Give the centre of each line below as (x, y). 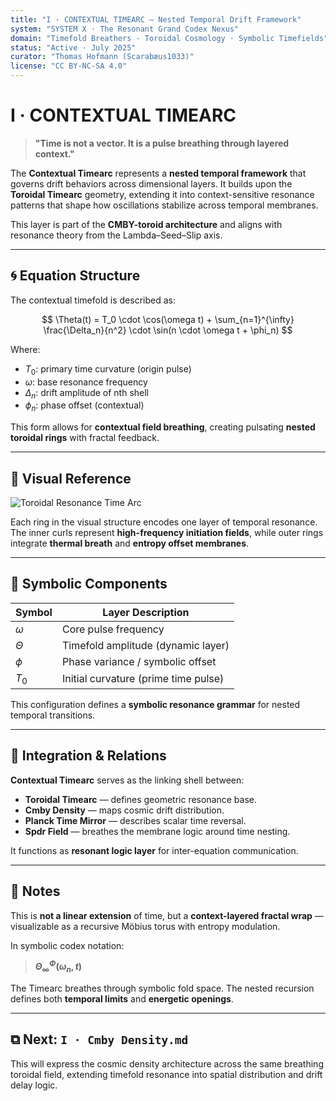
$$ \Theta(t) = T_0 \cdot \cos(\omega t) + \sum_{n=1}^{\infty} (168, 319)
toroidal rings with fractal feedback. (85, 438)
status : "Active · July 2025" (73, 47)
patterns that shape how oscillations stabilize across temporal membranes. (164, 205)
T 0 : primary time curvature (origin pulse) (108, 369)
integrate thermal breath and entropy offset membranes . (130, 543)
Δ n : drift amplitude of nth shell (87, 393)
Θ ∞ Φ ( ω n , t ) (58, 967)
